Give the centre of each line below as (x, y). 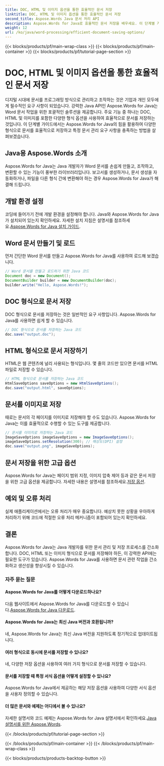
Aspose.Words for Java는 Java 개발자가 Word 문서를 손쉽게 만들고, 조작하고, (80, 166)
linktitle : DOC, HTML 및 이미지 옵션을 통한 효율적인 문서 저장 (63, 14)
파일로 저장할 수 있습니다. (29, 370)
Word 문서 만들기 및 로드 (40, 243)
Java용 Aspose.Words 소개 (46, 153)
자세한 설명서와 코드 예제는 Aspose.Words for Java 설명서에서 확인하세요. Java (81, 718)
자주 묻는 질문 (20, 579)
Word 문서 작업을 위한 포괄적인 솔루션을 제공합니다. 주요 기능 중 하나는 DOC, (78, 112)
